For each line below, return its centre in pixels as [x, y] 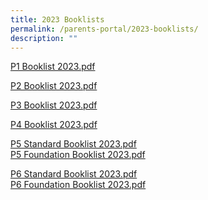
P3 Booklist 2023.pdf [54, 105]
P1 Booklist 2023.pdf [53, 67]
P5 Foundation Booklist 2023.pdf [78, 155]
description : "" [44, 38]
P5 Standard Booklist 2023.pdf [73, 144]
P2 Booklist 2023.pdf [54, 86]
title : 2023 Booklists [57, 19]
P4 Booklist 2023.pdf [54, 125]
